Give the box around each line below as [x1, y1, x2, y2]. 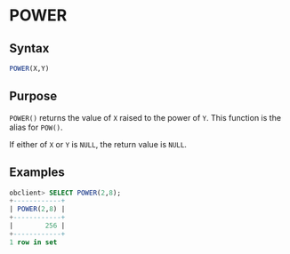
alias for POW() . [9, 122, 64, 132]
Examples [9, 165, 65, 180]
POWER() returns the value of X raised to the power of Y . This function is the [9, 112, 282, 123]
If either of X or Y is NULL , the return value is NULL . [9, 139, 187, 149]
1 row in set [9, 237, 58, 247]
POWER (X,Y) [9, 64, 50, 73]
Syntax [9, 41, 50, 56]
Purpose [9, 89, 58, 104]
